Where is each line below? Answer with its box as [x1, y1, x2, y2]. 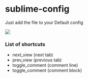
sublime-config [5, 3, 70, 15]
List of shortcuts [5, 40, 46, 47]
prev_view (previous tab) [12, 57, 62, 63]
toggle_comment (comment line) [12, 62, 78, 68]
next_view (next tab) [12, 52, 53, 58]
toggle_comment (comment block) [12, 67, 82, 74]
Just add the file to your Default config [5, 19, 84, 25]
